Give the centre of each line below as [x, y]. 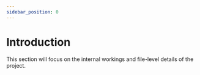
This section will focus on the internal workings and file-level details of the [100, 59]
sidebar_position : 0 [33, 12]
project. [16, 65]
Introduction [39, 42]
